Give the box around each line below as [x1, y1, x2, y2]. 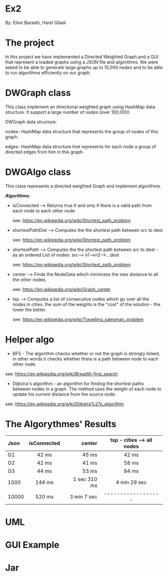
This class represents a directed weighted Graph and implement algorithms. [5, 183, 161, 189]
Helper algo [5, 334, 54, 345]
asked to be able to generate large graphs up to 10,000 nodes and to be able [5, 64, 163, 70]
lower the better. [12, 307, 46, 313]
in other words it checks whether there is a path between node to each [12, 356, 158, 362]
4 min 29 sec [115, 479, 147, 486]
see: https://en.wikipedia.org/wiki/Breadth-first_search [5, 371, 118, 377]
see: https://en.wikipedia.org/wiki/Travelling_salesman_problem [12, 316, 144, 322]
